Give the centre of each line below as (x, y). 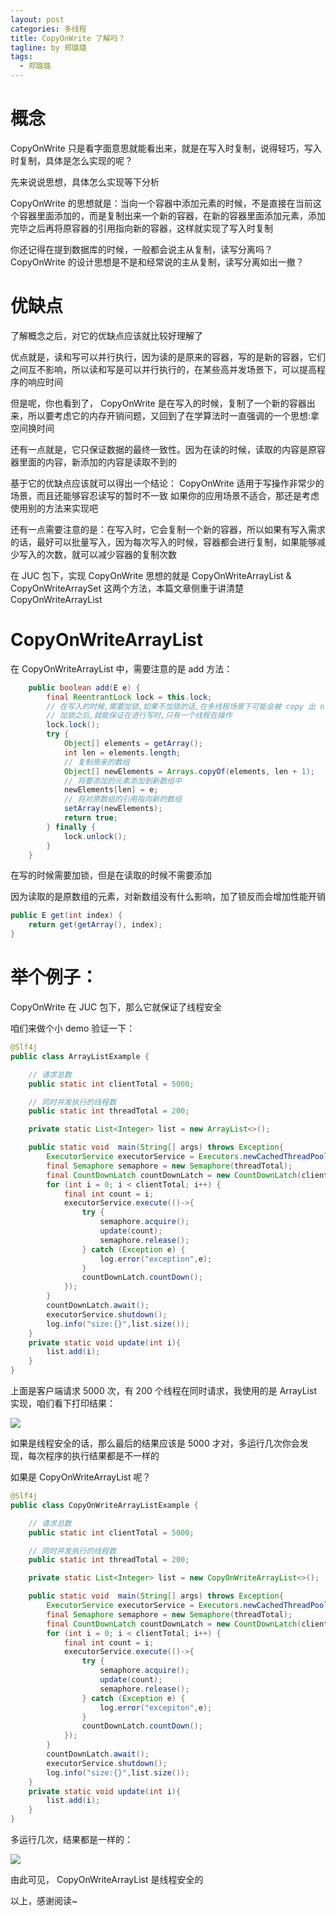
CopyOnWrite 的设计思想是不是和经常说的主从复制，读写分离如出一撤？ (157, 262)
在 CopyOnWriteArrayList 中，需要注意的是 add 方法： (121, 668)
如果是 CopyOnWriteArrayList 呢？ (81, 1477)
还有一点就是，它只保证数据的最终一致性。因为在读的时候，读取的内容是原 (163, 449)
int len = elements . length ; (122, 752)
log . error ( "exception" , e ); (156, 1259)
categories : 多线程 (48, 29)
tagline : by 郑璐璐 (48, 47)
